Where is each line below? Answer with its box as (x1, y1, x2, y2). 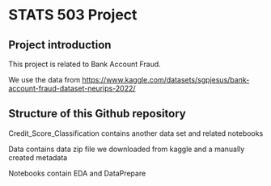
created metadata (8, 152, 68, 163)
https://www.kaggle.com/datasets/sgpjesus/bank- (82, 75, 250, 84)
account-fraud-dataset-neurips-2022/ (8, 83, 136, 93)
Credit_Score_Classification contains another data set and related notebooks (8, 128, 264, 138)
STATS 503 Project (8, 6, 138, 24)
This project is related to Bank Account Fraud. (8, 59, 162, 69)
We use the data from (8, 75, 81, 84)
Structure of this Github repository (8, 107, 186, 120)
